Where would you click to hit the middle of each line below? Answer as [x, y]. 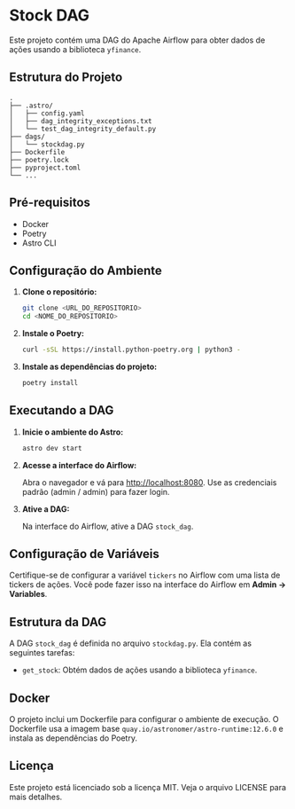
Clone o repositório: [59, 292]
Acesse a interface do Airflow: [79, 465]
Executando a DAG [62, 410]
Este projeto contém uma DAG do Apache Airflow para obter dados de [137, 40]
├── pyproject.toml [45, 168]
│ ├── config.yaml [47, 113]
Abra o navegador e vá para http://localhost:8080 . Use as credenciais [149, 482]
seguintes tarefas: [42, 653]
